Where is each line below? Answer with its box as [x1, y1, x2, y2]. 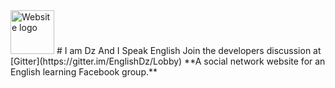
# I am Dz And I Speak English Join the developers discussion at [56, 45, 322, 56]
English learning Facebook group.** [10, 66, 158, 78]
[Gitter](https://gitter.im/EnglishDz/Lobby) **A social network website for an [10, 55, 326, 67]
